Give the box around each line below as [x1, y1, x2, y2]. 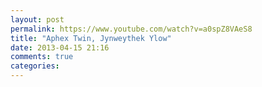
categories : [10, 61, 60, 71]
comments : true [10, 52, 74, 62]
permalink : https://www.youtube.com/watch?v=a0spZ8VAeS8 [10, 24, 253, 34]
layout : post [10, 14, 65, 25]
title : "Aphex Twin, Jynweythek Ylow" [10, 33, 172, 43]
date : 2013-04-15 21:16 [10, 42, 110, 53]
